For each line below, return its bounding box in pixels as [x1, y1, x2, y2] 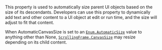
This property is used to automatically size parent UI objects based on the [5, 4, 153, 10]
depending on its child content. [5, 39, 67, 45]
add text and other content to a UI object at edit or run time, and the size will [5, 15, 158, 20]
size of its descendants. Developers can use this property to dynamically [5, 9, 151, 15]
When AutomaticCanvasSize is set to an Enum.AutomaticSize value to [5, 29, 142, 34]
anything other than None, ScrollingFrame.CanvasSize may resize [5, 34, 136, 40]
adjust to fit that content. [5, 19, 54, 25]
